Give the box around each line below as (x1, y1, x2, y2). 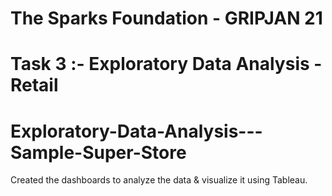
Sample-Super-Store (10, 141, 187, 164)
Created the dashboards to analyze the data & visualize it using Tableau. (10, 174, 308, 186)
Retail (10, 74, 59, 97)
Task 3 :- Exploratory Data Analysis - (10, 53, 323, 76)
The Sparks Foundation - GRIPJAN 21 (10, 7, 323, 30)
